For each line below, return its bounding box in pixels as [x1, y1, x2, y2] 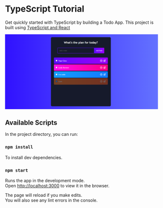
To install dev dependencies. [5, 154, 63, 160]
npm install [5, 144, 33, 150]
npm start [5, 167, 28, 173]
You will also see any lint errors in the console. [5, 197, 98, 203]
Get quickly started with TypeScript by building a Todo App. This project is [5, 19, 154, 25]
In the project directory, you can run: [5, 131, 78, 137]
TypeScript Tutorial [5, 3, 84, 15]
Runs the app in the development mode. [5, 177, 85, 183]
